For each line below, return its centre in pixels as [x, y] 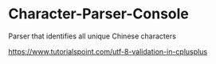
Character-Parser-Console [99, 14]
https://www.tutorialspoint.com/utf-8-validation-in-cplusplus [108, 51]
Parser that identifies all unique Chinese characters [92, 36]
